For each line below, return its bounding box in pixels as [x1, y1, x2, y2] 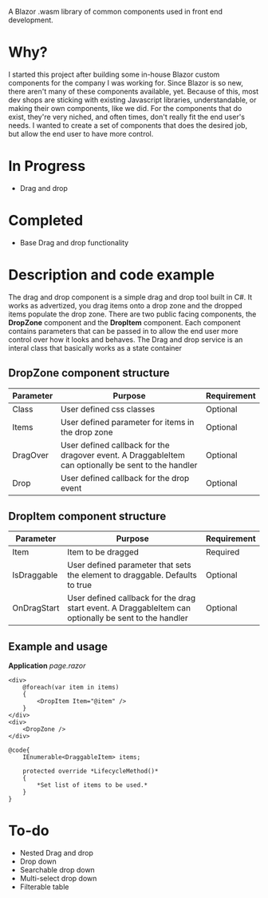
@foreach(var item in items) [22, 683, 120, 692]
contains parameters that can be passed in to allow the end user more [8, 326, 238, 336]
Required [206, 546, 240, 558]
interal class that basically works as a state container [8, 343, 182, 352]
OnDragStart [12, 602, 60, 614]
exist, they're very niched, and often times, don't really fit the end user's [8, 112, 246, 121]
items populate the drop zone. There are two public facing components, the [8, 309, 257, 319]
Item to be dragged [67, 546, 140, 558]
